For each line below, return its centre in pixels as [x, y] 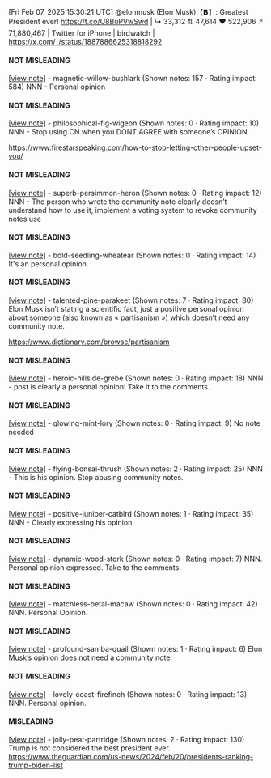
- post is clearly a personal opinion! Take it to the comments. [109, 387]
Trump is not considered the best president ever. [90, 748]
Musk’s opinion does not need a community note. [90, 657]
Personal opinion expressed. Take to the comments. [95, 568]
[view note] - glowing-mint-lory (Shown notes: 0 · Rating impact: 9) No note [134, 423]
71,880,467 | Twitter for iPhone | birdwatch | [82, 33]
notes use [25, 219]
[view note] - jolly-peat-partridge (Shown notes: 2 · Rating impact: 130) [127, 739]
